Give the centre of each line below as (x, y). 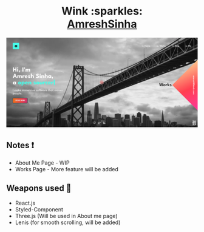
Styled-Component (39, 209)
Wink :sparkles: (102, 11)
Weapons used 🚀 (39, 189)
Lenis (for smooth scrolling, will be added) (68, 222)
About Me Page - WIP (42, 163)
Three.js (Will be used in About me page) (66, 216)
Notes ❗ (20, 145)
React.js (25, 203)
